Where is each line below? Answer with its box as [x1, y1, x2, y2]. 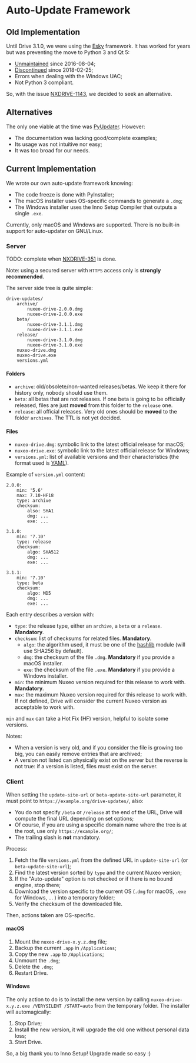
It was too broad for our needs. [14, 146, 90, 154]
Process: [6, 845, 28, 852]
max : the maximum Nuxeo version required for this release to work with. [14, 691, 187, 698]
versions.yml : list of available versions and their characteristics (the [14, 454, 180, 461]
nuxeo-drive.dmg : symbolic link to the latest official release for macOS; [14, 441, 185, 448]
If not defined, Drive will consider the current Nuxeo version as [14, 698, 167, 705]
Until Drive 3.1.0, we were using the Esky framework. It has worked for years [6, 42, 191, 49]
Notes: [6, 733, 22, 740]
